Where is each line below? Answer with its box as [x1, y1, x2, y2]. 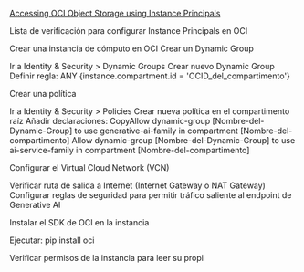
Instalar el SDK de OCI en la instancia [9, 217, 150, 227]
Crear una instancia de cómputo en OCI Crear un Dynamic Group [9, 43, 254, 54]
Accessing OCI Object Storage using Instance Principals [9, 8, 221, 18]
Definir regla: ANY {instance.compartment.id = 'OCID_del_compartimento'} [9, 70, 290, 81]
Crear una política [9, 89, 77, 99]
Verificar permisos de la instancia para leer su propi [9, 253, 204, 263]
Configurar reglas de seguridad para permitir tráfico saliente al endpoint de [9, 190, 292, 200]
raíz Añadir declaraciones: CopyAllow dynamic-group [9, 116, 211, 126]
